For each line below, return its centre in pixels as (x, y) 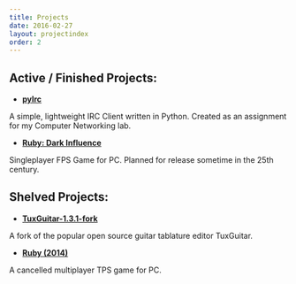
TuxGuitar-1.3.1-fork (60, 219)
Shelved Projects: (59, 197)
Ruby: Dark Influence (61, 143)
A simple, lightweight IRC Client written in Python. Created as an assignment (148, 117)
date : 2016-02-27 (41, 26)
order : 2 (25, 42)
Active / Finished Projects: (83, 77)
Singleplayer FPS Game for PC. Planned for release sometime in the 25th (141, 160)
